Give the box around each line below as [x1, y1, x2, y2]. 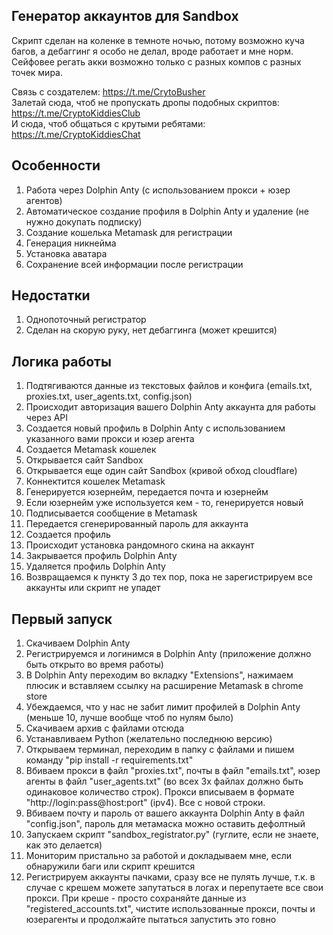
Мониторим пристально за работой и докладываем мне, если [25, 850, 293, 862]
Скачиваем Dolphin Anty [25, 637, 131, 649]
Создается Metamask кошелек [25, 444, 157, 456]
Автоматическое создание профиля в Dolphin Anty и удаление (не [25, 205, 309, 217]
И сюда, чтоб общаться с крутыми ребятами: [11, 117, 206, 129]
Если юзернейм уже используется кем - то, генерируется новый [25, 497, 304, 509]
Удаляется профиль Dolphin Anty [25, 560, 166, 573]
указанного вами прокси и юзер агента [25, 433, 195, 445]
